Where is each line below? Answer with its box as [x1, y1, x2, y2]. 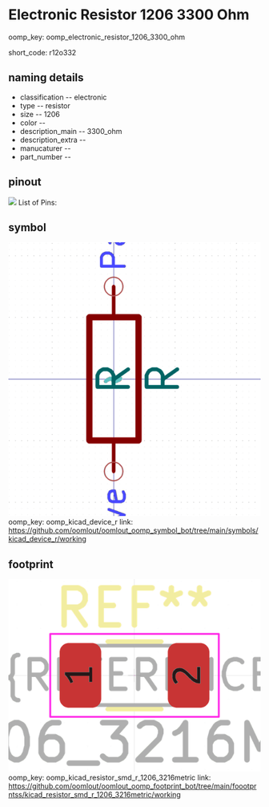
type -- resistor [19, 100, 70, 110]
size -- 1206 [19, 109, 60, 119]
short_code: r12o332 [8, 47, 77, 57]
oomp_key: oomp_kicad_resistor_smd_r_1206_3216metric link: [8, 773, 211, 782]
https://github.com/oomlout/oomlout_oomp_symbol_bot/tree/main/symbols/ [8, 525, 259, 535]
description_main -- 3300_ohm [19, 126, 122, 136]
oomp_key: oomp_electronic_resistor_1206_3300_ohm [8, 32, 186, 42]
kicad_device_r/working [8, 534, 86, 544]
